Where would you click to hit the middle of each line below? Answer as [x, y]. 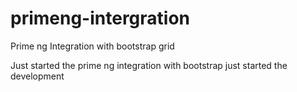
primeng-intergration [100, 18]
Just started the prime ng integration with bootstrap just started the [149, 65]
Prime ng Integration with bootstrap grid [92, 46]
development [37, 76]
